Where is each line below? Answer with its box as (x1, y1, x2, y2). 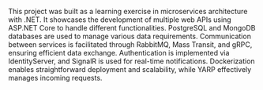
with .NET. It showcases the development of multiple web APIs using (8, 15, 231, 24)
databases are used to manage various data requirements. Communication (8, 31, 251, 41)
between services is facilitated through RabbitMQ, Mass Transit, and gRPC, (8, 40, 253, 49)
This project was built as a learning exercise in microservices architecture (8, 7, 248, 16)
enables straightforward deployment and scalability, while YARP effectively (8, 65, 252, 74)
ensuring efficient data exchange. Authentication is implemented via (8, 49, 230, 57)
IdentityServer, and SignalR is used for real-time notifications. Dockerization (8, 56, 255, 66)
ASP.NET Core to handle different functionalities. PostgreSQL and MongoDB (8, 23, 256, 32)
